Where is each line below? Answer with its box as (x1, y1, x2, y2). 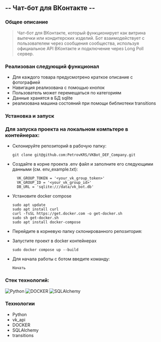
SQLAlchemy (12, 327, 39, 333)
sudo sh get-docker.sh (12, 216, 59, 221)
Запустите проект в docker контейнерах (12, 238, 97, 244)
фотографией (12, 79, 40, 85)
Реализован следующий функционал (5, 63, 100, 70)
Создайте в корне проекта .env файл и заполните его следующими (12, 161, 154, 167)
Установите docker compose (12, 193, 72, 199)
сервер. (17, 51, 34, 57)
